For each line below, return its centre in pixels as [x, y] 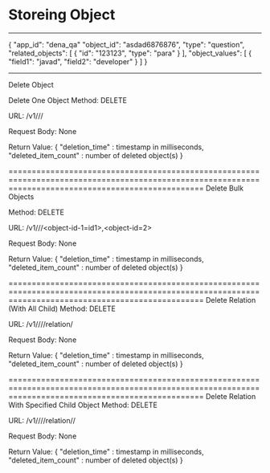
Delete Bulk [224, 188]
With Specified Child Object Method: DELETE [83, 405]
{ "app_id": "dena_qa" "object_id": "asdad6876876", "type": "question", [127, 44]
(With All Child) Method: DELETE [62, 308]
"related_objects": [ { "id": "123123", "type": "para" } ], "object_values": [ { [130, 53]
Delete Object [31, 84]
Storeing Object [62, 15]
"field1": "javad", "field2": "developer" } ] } [78, 61]
